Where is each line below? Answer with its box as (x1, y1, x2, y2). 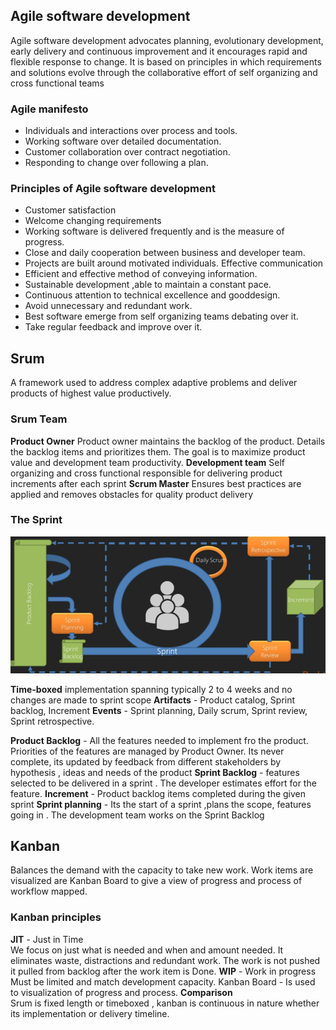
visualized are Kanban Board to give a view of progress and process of (10, 875, 303, 887)
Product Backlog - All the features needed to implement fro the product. (10, 734, 309, 746)
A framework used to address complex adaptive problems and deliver (10, 377, 298, 389)
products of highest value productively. (10, 387, 172, 399)
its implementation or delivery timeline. (10, 1007, 170, 1019)
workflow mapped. (10, 885, 88, 898)
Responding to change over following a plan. (24, 157, 209, 169)
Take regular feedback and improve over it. (24, 321, 203, 333)
